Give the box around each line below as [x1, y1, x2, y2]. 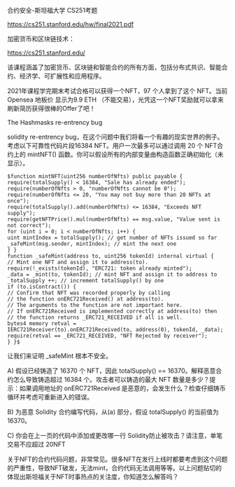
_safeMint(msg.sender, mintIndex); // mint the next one [7, 240, 177, 247]
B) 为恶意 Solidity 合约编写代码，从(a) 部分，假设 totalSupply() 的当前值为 [7, 408, 219, 416]
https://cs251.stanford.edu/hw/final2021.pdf [7, 20, 134, 28]
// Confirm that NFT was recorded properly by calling [7, 289, 171, 296]
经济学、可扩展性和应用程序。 [19, 72, 106, 80]
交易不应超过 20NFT [7, 440, 66, 448]
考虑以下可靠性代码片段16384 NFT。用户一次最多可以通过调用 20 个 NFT [7, 142, 218, 149]
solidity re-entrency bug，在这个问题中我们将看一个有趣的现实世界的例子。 [7, 132, 224, 141]
